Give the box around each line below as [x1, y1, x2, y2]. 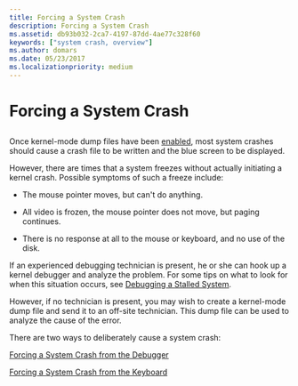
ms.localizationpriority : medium [9, 63, 133, 72]
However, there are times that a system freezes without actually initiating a [9, 163, 283, 173]
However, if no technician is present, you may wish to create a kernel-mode [9, 296, 286, 307]
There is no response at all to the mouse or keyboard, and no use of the [21, 233, 286, 245]
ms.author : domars [9, 46, 77, 55]
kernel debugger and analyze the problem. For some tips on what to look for [9, 269, 288, 280]
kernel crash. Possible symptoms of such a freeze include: [9, 173, 224, 183]
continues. [21, 216, 61, 227]
